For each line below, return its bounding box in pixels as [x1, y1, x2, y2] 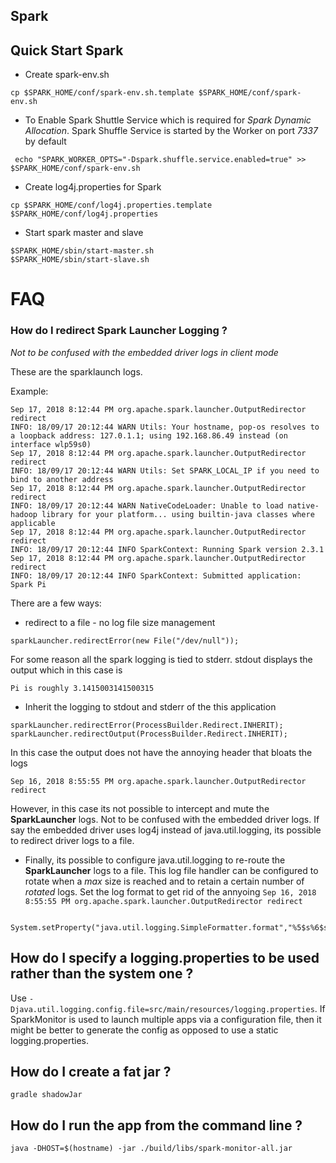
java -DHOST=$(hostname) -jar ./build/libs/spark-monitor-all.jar [10, 1144, 293, 1154]
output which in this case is [10, 664, 123, 676]
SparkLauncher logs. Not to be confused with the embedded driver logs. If [10, 813, 320, 825]
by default [24, 135, 67, 148]
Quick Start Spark [10, 42, 124, 59]
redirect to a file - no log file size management [24, 616, 216, 628]
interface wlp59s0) [10, 439, 92, 449]
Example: [10, 385, 49, 397]
